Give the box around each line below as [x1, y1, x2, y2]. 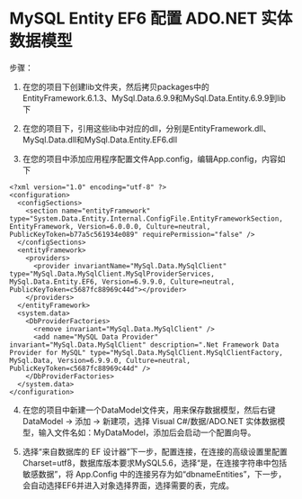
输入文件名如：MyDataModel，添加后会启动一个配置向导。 [38, 427, 256, 438]
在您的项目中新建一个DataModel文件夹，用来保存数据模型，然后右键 [22, 404, 276, 415]
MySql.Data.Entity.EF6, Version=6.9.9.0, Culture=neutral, [9, 277, 235, 286]
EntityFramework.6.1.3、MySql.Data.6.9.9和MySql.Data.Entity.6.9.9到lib [22, 92, 286, 104]
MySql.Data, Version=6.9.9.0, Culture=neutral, [9, 356, 191, 365]
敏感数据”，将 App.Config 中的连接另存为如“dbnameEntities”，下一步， [22, 468, 287, 479]
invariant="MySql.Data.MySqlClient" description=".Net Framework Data [9, 340, 280, 349]
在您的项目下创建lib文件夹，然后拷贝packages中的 [22, 81, 209, 92]
